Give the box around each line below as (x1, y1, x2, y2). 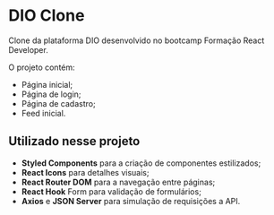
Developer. (8, 44, 48, 55)
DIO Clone (8, 5, 85, 26)
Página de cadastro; (21, 98, 96, 108)
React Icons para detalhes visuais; (21, 167, 150, 177)
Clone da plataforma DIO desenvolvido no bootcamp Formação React (8, 35, 265, 46)
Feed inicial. (21, 107, 66, 118)
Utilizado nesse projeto (8, 133, 141, 149)
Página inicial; (21, 79, 73, 90)
